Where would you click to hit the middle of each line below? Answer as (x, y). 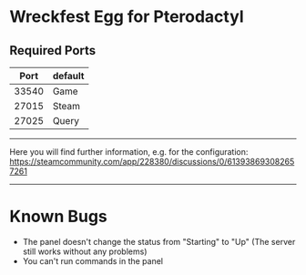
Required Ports (53, 51)
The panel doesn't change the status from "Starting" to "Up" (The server (159, 241)
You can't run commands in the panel (93, 260)
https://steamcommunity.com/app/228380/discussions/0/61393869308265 (152, 162)
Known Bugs (58, 217)
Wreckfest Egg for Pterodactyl (127, 17)
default (68, 76)
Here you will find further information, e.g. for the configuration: (129, 152)
